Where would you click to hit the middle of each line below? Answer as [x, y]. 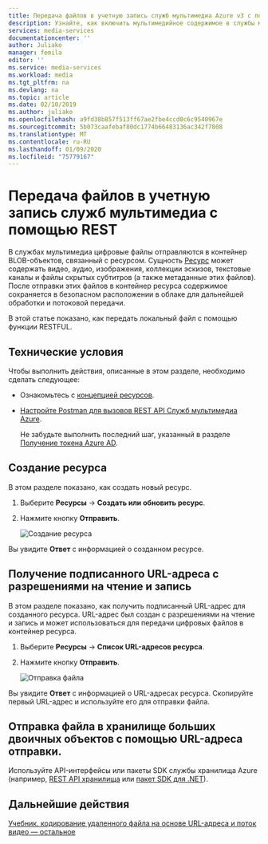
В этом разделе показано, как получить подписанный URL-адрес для [127, 605]
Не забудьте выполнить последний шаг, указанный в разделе [125, 434]
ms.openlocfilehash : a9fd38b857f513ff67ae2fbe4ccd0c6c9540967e [116, 120]
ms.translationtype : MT [48, 134]
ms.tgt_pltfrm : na [39, 82]
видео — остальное [42, 832]
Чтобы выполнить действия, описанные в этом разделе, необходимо [127, 371]
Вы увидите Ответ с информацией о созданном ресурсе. [106, 549]
